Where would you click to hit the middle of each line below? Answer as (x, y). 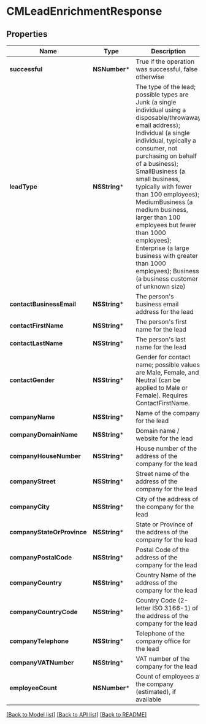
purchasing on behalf (166, 156)
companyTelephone (39, 641)
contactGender (32, 380)
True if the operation (165, 61)
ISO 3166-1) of (175, 608)
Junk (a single (156, 102)
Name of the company (168, 413)
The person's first (161, 322)
